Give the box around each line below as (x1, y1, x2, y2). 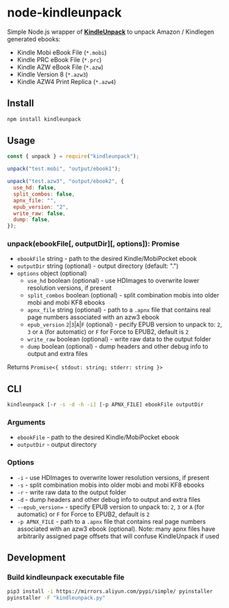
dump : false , (13, 216, 51, 223)
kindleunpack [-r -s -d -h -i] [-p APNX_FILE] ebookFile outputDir (7, 401, 204, 408)
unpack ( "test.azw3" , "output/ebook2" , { (7, 178, 125, 185)
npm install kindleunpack (7, 116, 81, 123)
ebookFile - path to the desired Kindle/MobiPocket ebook (16, 433, 180, 441)
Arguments (7, 418, 46, 428)
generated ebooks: (7, 34, 61, 43)
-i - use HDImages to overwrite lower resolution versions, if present (16, 473, 210, 481)
